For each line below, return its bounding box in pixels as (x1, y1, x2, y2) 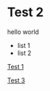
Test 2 (7, 4, 44, 20)
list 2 (17, 49, 32, 57)
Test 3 (7, 75, 26, 85)
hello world (7, 28, 40, 36)
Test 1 (7, 62, 24, 71)
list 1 (17, 41, 31, 49)
